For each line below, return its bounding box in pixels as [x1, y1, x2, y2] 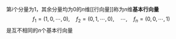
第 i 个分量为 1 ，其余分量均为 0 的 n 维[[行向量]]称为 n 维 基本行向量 [6, 6, 159, 12]
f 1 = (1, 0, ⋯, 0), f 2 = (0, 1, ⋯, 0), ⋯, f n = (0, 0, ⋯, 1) [32, 15, 171, 24]
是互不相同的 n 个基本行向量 [6, 27, 74, 34]
